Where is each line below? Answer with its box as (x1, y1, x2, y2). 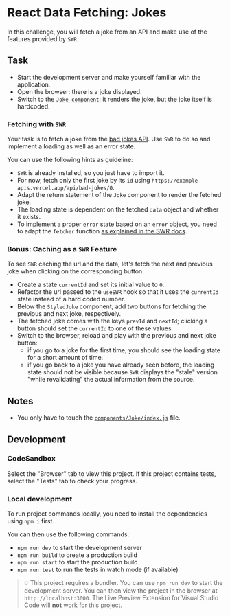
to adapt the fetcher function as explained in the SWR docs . (16, 227, 187, 236)
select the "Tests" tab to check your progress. (7, 477, 137, 485)
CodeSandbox (7, 454, 56, 464)
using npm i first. (7, 517, 55, 525)
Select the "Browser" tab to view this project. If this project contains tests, (7, 469, 216, 478)
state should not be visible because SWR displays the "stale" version (27, 368, 218, 376)
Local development (7, 494, 73, 503)
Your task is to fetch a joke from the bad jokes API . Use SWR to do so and (7, 135, 211, 144)
